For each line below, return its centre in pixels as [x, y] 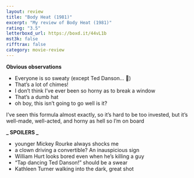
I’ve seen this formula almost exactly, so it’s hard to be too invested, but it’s [97, 114]
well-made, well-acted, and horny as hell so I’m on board [75, 121]
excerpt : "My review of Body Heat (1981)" [59, 22]
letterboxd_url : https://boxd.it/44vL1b [57, 34]
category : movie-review [35, 50]
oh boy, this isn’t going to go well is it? [61, 103]
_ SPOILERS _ [22, 132]
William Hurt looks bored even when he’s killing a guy [79, 156]
